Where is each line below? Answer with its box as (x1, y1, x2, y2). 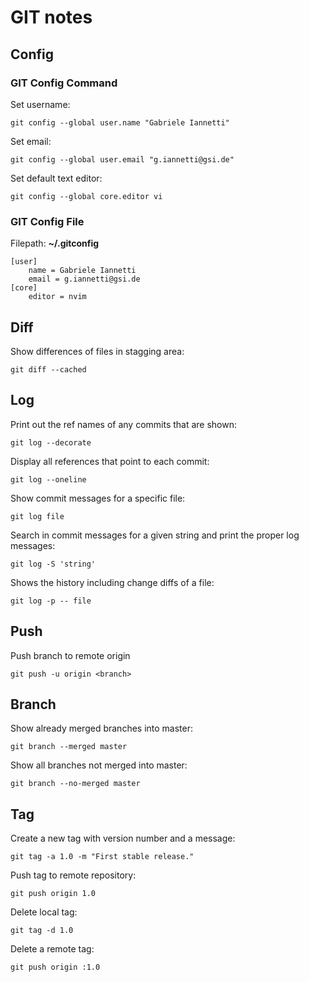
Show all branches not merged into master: (10, 759, 188, 771)
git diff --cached (10, 364, 87, 375)
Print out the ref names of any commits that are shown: (10, 418, 238, 430)
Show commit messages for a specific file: (10, 492, 186, 504)
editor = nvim (28, 292, 87, 302)
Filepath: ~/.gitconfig (10, 237, 100, 250)
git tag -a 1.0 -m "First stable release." (10, 852, 195, 862)
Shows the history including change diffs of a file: (10, 576, 215, 588)
